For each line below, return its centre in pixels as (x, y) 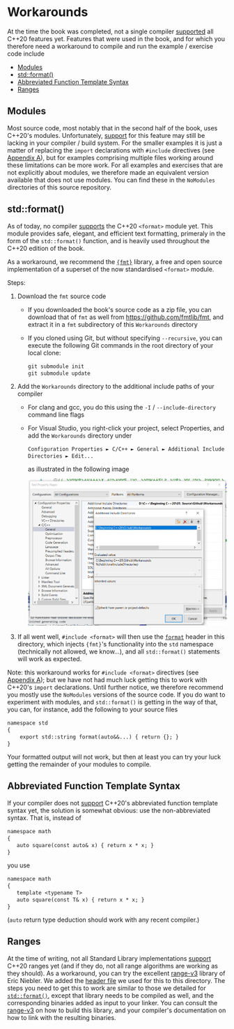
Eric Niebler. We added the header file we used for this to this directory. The (116, 980)
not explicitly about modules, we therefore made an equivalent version (108, 172)
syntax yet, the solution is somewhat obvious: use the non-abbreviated (109, 810)
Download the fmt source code (62, 296)
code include (26, 54)
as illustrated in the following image (79, 469)
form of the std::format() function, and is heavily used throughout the (109, 240)
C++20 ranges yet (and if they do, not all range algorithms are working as (112, 966)
